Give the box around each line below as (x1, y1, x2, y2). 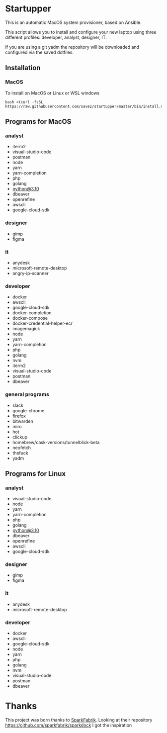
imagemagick (12, 326, 40, 332)
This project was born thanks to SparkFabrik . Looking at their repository (5, 717, 153, 723)
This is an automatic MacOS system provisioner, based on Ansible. (5, 19, 142, 25)
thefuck (12, 450, 28, 456)
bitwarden (12, 418, 33, 424)
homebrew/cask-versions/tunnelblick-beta (12, 439, 100, 445)
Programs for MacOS (5, 117, 72, 126)
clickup (12, 434, 28, 440)
